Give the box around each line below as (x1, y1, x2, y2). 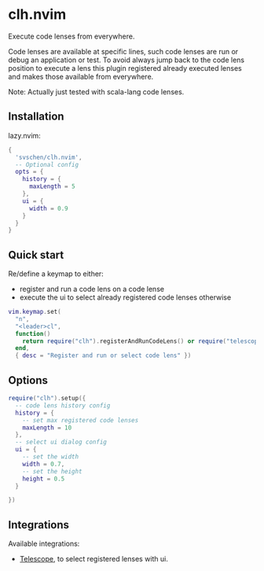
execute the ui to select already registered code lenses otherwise (19, 293, 232, 302)
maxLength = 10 (22, 423, 72, 432)
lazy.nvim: (8, 131, 41, 140)
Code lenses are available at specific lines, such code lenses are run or (8, 46, 239, 56)
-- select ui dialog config (15, 438, 108, 446)
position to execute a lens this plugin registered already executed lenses (8, 63, 242, 72)
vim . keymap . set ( (8, 308, 61, 316)
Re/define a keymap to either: (8, 269, 104, 278)
